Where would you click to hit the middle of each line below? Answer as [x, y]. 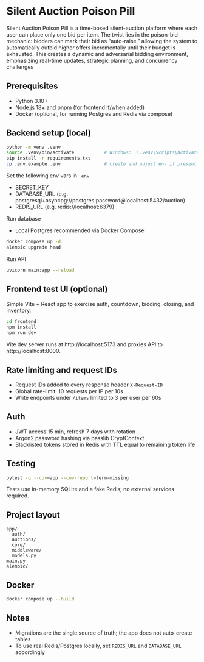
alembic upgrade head [34, 247]
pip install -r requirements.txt [49, 158]
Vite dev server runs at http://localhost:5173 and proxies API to [84, 344]
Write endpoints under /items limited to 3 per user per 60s [88, 397]
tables [23, 639]
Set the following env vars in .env [48, 176]
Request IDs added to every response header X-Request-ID [89, 385]
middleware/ [27, 550]
